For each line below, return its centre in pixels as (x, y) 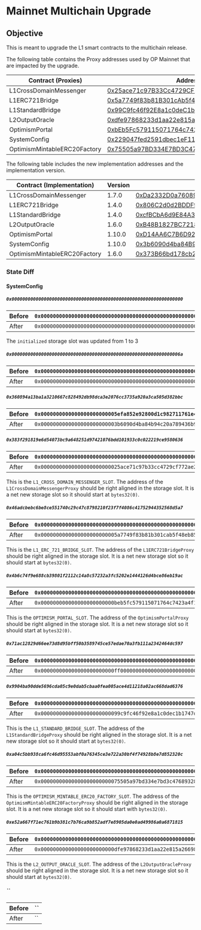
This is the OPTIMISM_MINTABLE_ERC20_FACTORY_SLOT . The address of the (93, 796)
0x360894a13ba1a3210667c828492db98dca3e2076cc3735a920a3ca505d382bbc (95, 397)
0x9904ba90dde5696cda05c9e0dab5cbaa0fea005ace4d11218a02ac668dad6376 (95, 686)
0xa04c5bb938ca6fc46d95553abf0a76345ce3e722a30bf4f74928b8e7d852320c (95, 754)
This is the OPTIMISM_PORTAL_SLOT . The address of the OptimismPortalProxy (98, 618)
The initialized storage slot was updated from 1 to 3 (72, 341)
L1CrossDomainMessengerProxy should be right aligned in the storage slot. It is (100, 488)
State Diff (20, 271)
